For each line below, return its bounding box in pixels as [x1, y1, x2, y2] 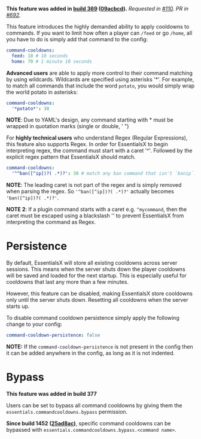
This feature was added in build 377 [6, 390, 97, 397]
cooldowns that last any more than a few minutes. [6, 278, 129, 286]
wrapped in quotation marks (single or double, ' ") [6, 123, 129, 130]
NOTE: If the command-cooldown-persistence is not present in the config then [6, 343, 193, 350]
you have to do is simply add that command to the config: [6, 36, 148, 43]
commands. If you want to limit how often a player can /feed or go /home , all [6, 29, 193, 37]
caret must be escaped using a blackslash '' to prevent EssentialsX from [6, 212, 184, 219]
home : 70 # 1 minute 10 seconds [11, 58, 93, 65]
